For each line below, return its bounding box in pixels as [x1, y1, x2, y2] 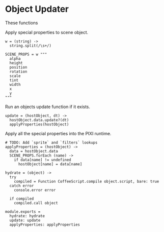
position [9, 65, 27, 70]
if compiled [9, 196, 34, 201]
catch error [9, 183, 34, 188]
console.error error [14, 188, 56, 193]
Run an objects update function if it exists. [5, 104, 90, 110]
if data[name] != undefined [14, 157, 71, 162]
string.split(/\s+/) [9, 43, 52, 48]
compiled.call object [14, 200, 58, 205]
